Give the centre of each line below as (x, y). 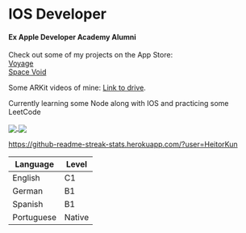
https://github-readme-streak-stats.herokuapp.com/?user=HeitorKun (123, 144)
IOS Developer (58, 14)
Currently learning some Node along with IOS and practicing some (119, 104)
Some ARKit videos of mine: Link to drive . (77, 88)
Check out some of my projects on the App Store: (91, 55)
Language (35, 164)
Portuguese (35, 217)
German (27, 191)
